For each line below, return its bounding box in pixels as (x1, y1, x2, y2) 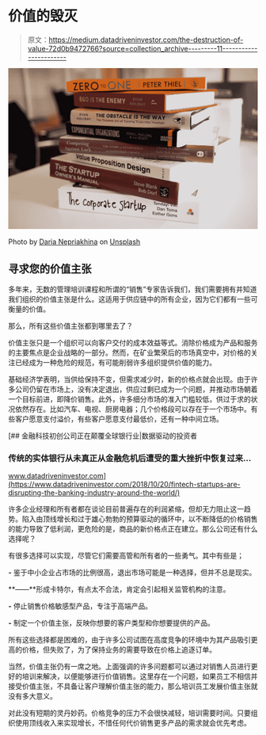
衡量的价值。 (8, 304, 50, 314)
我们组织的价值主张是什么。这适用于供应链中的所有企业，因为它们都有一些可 (8, 295, 258, 304)
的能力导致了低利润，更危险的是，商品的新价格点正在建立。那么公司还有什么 (8, 524, 258, 534)
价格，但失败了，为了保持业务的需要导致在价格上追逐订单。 (21, 645, 216, 654)
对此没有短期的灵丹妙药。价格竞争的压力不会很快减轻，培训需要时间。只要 (8, 708, 251, 718)
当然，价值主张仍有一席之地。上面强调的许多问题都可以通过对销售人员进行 (8, 662, 251, 672)
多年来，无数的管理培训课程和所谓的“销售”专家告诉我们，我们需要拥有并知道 (8, 284, 257, 294)
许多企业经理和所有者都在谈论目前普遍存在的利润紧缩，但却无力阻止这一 (8, 505, 244, 514)
